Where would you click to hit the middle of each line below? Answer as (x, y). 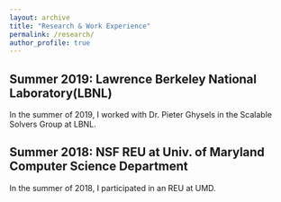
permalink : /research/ (52, 34)
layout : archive (40, 18)
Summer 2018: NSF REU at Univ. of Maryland (137, 152)
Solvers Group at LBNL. (53, 124)
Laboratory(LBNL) (61, 93)
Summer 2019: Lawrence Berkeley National (133, 79)
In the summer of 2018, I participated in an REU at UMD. (113, 188)
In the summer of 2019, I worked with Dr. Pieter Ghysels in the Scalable (141, 115)
